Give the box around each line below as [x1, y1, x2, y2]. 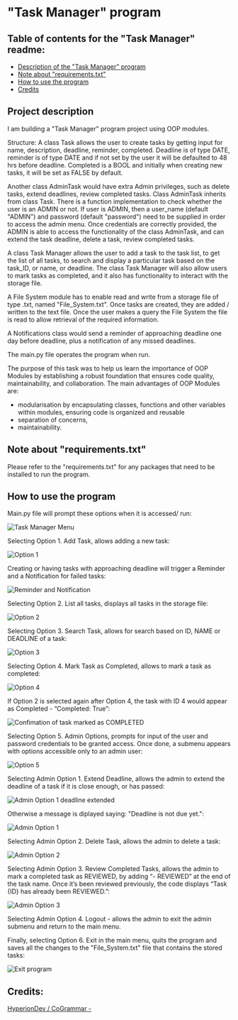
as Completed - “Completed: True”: [7, 704, 110, 713]
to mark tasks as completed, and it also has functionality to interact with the [7, 271, 229, 280]
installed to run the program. [7, 470, 91, 478]
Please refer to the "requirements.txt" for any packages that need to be [7, 462, 215, 471]
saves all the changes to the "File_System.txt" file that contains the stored [7, 943, 223, 952]
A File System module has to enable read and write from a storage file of [7, 292, 219, 301]
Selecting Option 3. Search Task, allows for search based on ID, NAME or [7, 627, 221, 635]
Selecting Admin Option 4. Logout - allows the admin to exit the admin [7, 915, 212, 923]
